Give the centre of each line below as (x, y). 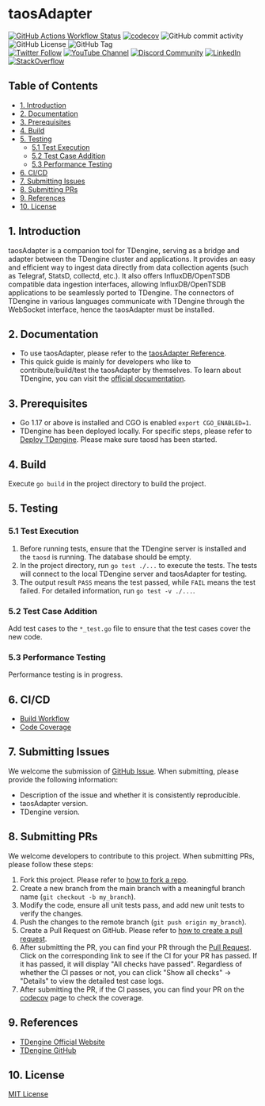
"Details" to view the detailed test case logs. (92, 981)
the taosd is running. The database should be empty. (105, 557)
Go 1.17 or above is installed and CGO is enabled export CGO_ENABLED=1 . (135, 423)
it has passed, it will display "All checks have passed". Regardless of (131, 964)
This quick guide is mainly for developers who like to (105, 362)
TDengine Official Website (62, 1042)
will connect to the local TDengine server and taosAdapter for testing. (133, 574)
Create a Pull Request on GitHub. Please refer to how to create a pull (131, 930)
